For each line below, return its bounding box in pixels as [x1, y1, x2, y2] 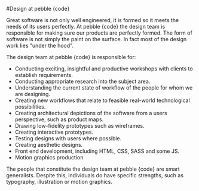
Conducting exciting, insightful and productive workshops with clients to [14, 65, 193, 72]
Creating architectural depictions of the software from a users [14, 110, 167, 116]
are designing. [14, 91, 51, 97]
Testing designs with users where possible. [14, 135, 122, 142]
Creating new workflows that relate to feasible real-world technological [14, 97, 190, 104]
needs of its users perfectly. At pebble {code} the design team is [6, 23, 166, 30]
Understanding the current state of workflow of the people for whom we [14, 84, 193, 91]
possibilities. [14, 103, 46, 110]
